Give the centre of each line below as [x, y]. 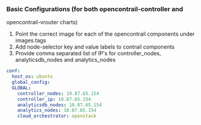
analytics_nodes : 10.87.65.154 [57, 110]
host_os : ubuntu [32, 77]
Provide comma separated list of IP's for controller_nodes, [88, 53]
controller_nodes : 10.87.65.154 [58, 93]
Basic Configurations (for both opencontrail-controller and [95, 9]
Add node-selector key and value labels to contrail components [95, 47]
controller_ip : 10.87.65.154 [54, 99]
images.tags [30, 41]
